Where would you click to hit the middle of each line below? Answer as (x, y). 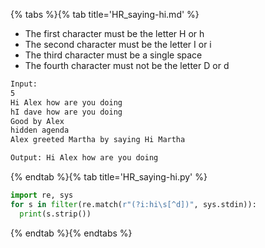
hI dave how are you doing (66, 112)
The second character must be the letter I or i (118, 44)
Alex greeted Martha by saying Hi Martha (98, 140)
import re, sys (42, 195)
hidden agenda (40, 130)
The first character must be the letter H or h (114, 33)
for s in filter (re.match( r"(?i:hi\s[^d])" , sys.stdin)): (133, 204)
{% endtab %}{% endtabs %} (71, 233)
